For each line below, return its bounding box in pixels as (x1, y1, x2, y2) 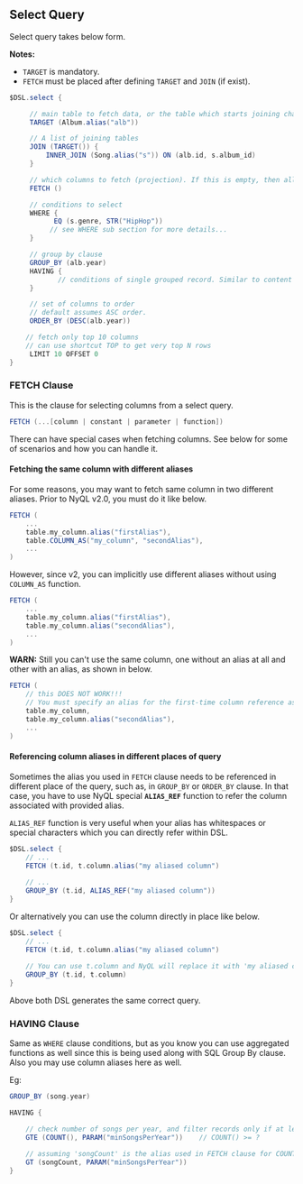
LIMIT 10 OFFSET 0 (29, 349, 99, 359)
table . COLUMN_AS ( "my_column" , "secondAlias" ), (25, 536, 204, 545)
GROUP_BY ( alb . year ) (29, 258, 106, 267)
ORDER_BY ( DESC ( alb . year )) (29, 317, 131, 326)
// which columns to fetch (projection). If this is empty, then (29, 175, 280, 184)
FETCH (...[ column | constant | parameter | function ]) (9, 417, 224, 427)
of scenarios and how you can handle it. (9, 443, 159, 454)
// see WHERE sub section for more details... (49, 225, 228, 234)
